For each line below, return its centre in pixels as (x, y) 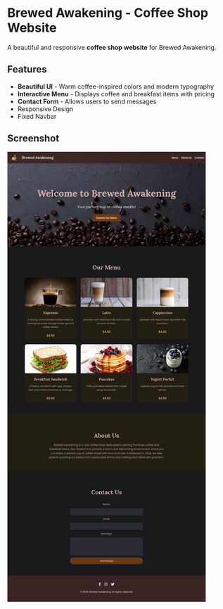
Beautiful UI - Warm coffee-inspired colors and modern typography (116, 86)
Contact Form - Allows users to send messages (87, 101)
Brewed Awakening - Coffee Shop (108, 13)
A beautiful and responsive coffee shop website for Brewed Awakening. (112, 47)
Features (27, 69)
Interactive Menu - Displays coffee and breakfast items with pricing (116, 94)
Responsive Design (45, 109)
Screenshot (33, 139)
